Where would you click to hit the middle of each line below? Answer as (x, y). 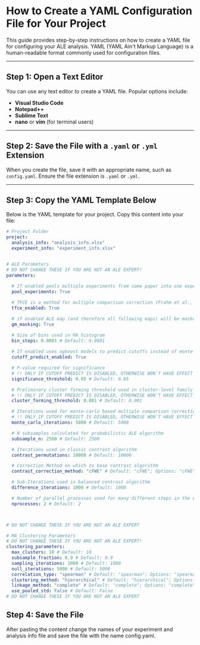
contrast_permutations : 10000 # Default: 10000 (72, 455)
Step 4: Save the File (45, 615)
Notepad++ (29, 109)
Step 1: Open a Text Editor (55, 77)
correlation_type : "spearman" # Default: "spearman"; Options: (91, 574)
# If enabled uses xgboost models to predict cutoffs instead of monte (102, 352)
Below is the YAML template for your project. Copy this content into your (95, 215)
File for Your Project (56, 23)
